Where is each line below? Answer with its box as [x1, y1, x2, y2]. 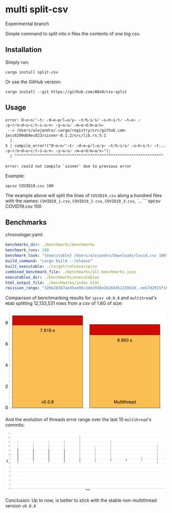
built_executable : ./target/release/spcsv [5, 263, 97, 269]
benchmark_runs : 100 [5, 248, 50, 253]
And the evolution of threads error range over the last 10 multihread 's [5, 416, 152, 422]
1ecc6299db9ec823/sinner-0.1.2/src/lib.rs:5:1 [5, 132, 106, 138]
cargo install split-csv [5, 69, 58, 75]
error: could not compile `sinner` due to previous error [5, 163, 132, 169]
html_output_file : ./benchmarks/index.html [5, 280, 100, 286]
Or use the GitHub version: [5, 79, 61, 85]
